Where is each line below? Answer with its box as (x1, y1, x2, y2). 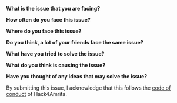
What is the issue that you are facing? (6, 5, 101, 12)
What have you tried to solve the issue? (6, 50, 105, 57)
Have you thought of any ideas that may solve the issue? (6, 73, 148, 80)
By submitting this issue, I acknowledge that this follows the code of (6, 84, 171, 91)
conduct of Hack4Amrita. (6, 91, 68, 97)
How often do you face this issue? (6, 16, 91, 23)
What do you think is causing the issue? (6, 61, 106, 68)
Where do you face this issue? (6, 28, 82, 35)
